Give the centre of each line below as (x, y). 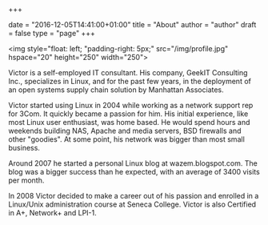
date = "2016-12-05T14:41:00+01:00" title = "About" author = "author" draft (132, 24)
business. (24, 148)
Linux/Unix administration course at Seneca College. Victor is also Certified (132, 204)
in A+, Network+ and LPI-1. (53, 213)
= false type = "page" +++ (52, 33)
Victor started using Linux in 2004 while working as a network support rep (131, 105)
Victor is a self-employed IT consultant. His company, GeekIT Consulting (128, 72)
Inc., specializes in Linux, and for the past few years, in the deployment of (130, 81)
